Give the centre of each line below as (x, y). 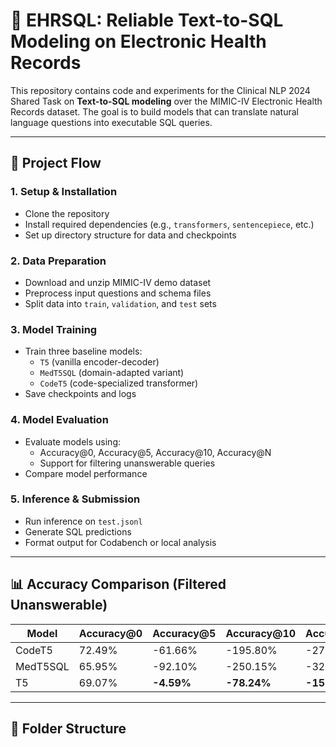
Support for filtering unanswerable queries (127, 463)
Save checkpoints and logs (80, 394)
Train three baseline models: (83, 351)
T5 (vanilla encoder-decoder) (99, 362)
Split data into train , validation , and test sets (120, 303)
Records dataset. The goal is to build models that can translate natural (154, 111)
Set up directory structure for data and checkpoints (130, 235)
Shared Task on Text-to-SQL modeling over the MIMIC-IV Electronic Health (166, 101)
